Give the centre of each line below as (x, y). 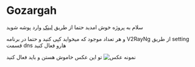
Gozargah (32, 11)
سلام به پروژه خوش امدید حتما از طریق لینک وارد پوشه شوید (75, 27)
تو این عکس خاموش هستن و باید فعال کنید (54, 57)
